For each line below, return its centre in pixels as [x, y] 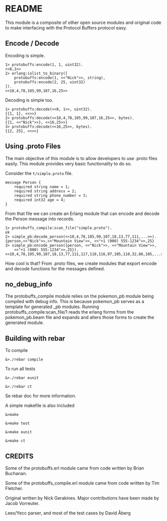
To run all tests [20, 369]
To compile [17, 350]
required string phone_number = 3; [51, 195]
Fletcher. [14, 488]
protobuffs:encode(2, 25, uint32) [50, 82]
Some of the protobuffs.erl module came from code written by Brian [75, 468]
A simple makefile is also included [40, 406]
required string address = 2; [45, 191]
